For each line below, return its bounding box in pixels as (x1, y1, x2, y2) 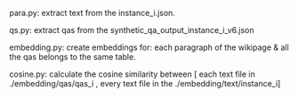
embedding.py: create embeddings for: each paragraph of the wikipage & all (9, 42, 289, 53)
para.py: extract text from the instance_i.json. (9, 8, 176, 18)
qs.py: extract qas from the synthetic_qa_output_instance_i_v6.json (9, 25, 254, 35)
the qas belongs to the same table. (9, 52, 136, 61)
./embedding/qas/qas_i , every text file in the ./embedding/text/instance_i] (9, 78, 281, 88)
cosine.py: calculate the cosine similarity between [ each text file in (9, 69, 256, 79)
